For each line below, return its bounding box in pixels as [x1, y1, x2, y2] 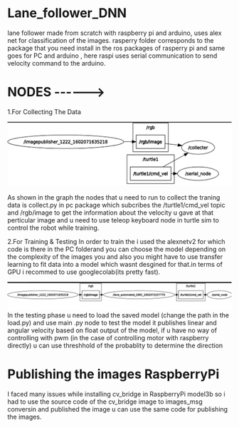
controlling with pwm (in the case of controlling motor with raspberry [7, 334, 209, 342]
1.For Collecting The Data [7, 107, 82, 116]
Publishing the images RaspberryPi [7, 366, 220, 382]
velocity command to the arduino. [7, 58, 106, 67]
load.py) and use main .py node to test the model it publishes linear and [7, 319, 217, 327]
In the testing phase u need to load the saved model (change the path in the [7, 311, 230, 320]
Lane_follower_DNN [7, 5, 127, 21]
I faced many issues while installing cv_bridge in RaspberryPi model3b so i [7, 390, 225, 399]
